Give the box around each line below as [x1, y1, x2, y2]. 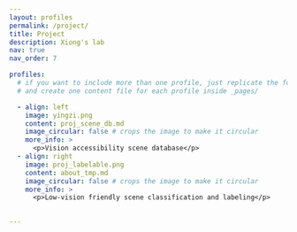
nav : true [9, 46, 46, 55]
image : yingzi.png [25, 111, 93, 120]
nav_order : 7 [9, 54, 57, 63]
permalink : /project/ [9, 21, 89, 30]
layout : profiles [9, 12, 73, 22]
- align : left [17, 103, 69, 112]
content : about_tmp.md [25, 168, 109, 177]
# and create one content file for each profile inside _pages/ [17, 86, 259, 96]
